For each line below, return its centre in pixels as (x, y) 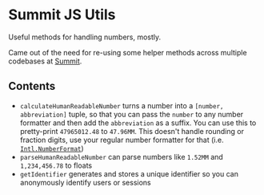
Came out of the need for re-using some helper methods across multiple (128, 52)
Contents (32, 86)
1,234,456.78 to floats (56, 165)
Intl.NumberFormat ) (52, 148)
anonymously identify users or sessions (86, 182)
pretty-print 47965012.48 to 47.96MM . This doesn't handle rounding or (132, 131)
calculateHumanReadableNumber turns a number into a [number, (122, 105)
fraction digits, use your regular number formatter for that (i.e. (122, 140)
